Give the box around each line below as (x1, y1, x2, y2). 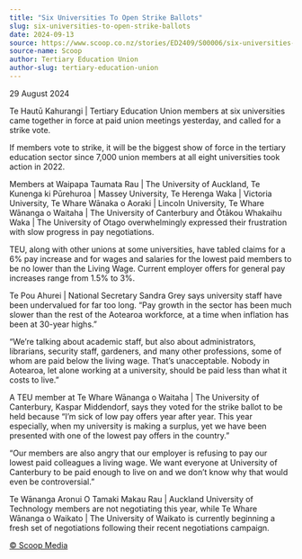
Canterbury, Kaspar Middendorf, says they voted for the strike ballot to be (9, 401, 283, 412)
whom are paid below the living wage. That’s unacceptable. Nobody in (9, 355, 270, 365)
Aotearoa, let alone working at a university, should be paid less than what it (9, 365, 288, 375)
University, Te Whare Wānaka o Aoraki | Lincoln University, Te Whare (9, 197, 265, 208)
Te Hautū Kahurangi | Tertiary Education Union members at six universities (9, 105, 286, 116)
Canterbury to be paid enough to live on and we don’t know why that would (9, 466, 289, 477)
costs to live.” (9, 374, 60, 385)
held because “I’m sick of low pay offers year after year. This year (9, 410, 253, 421)
